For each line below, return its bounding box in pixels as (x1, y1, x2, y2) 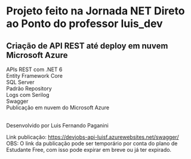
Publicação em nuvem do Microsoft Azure (6, 104, 110, 111)
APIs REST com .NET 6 (6, 66, 63, 73)
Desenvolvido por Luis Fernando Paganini (6, 122, 109, 129)
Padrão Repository (6, 85, 52, 92)
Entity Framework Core (6, 72, 63, 79)
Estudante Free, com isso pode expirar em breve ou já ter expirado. (6, 146, 172, 153)
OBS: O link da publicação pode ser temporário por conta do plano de (6, 140, 178, 147)
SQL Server (6, 79, 35, 85)
